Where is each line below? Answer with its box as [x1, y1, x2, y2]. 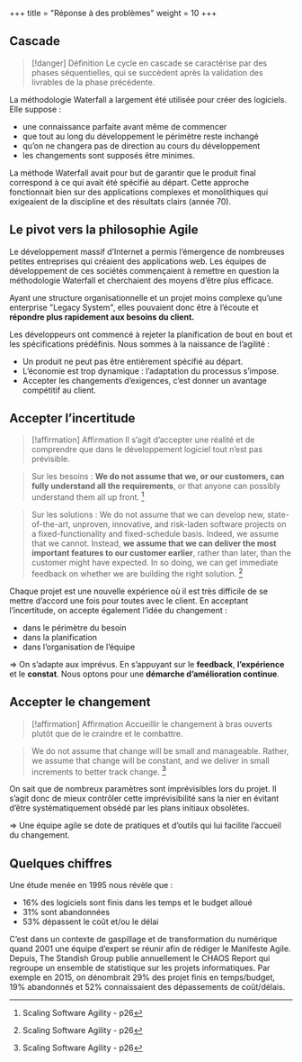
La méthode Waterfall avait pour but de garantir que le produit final [9, 167, 256, 178]
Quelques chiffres [9, 856, 112, 871]
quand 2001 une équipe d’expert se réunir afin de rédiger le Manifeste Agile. [9, 943, 291, 954]
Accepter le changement [9, 694, 151, 710]
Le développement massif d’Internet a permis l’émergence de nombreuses [9, 246, 285, 257]
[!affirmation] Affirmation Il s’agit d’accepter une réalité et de [31, 434, 255, 445]
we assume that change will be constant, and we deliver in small [31, 755, 270, 766]
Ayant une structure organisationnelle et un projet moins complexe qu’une [9, 292, 283, 303]
